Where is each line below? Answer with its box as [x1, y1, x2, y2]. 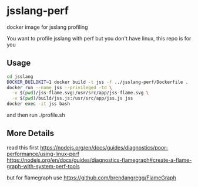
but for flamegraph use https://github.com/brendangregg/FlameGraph [6, 174, 176, 181]
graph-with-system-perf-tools [6, 162, 80, 169]
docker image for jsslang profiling [6, 23, 88, 30]
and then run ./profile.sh [6, 111, 65, 118]
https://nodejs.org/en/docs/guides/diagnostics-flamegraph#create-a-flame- [6, 157, 192, 164]
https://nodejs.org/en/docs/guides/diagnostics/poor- [40, 144, 169, 151]
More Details [6, 128, 55, 138]
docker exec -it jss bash [6, 101, 70, 107]
